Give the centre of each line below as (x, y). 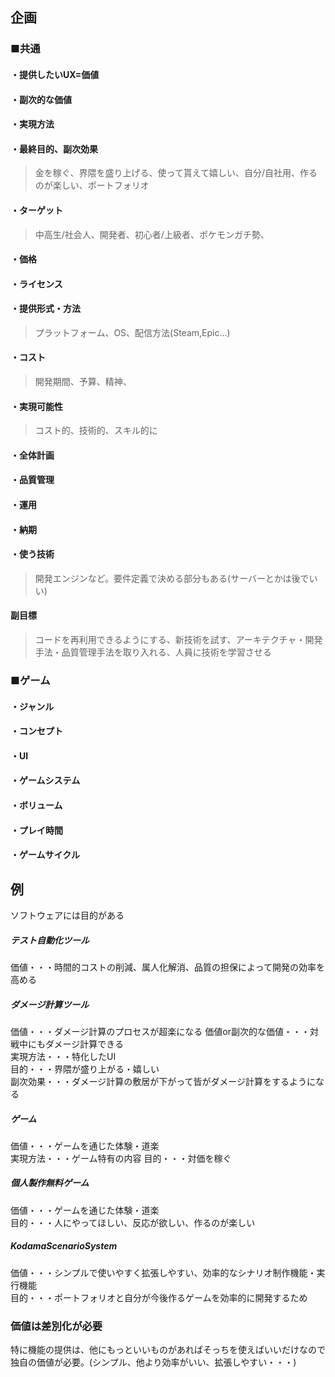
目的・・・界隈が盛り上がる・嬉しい (85, 1069)
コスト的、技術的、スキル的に (96, 430)
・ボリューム (36, 805)
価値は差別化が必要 (56, 1326)
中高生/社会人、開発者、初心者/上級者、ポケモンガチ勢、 (152, 234)
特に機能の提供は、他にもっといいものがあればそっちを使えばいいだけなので (168, 1350)
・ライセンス (36, 284)
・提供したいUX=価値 (55, 74)
